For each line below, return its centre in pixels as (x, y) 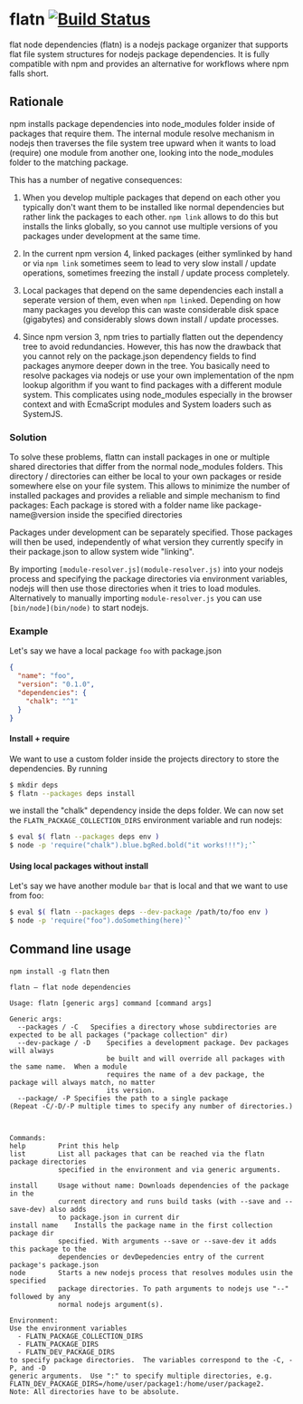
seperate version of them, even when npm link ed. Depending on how (151, 300)
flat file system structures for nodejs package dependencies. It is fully (139, 53)
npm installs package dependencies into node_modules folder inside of (142, 123)
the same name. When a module (68, 1066)
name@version (38, 515)
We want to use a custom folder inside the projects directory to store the (144, 759)
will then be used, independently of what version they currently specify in (146, 542)
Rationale (37, 102)
